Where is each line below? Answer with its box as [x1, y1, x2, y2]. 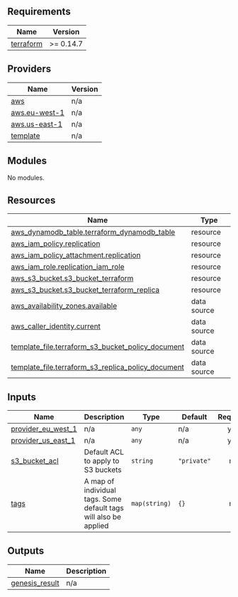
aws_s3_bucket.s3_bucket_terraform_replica [11, 285, 160, 295]
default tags [84, 503, 124, 513]
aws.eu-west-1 [11, 107, 65, 117]
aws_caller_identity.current [11, 321, 101, 331]
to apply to [84, 456, 120, 466]
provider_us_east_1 [11, 436, 76, 446]
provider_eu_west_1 [11, 424, 78, 434]
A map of [84, 476, 115, 486]
